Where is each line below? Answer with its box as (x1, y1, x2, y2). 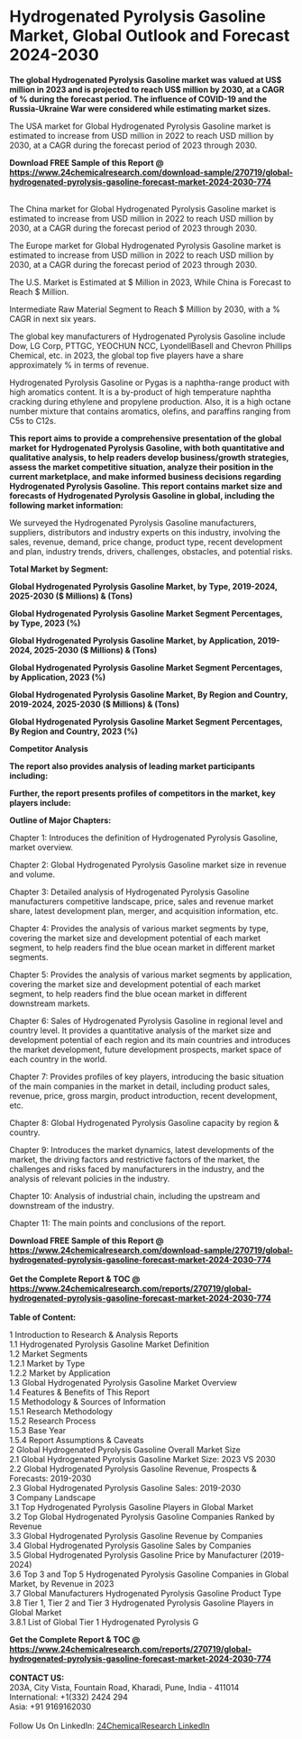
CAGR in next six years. (9, 313, 96, 324)
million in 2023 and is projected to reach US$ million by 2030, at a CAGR (9, 84, 285, 95)
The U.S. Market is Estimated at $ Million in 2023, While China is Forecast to (9, 277, 291, 288)
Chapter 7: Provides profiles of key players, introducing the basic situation (9, 1071, 284, 1082)
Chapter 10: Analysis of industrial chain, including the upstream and (9, 1190, 261, 1201)
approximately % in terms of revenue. (9, 359, 150, 371)
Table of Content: (9, 1312, 77, 1323)
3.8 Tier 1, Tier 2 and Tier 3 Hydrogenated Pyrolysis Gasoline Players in (9, 1597, 274, 1608)
